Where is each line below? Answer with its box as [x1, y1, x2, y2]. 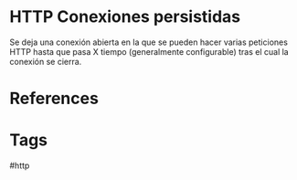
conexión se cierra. [9, 56, 82, 67]
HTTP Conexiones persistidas [9, 6, 241, 27]
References [9, 89, 99, 109]
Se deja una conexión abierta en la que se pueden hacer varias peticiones [9, 37, 288, 48]
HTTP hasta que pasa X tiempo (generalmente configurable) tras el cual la [9, 46, 290, 57]
